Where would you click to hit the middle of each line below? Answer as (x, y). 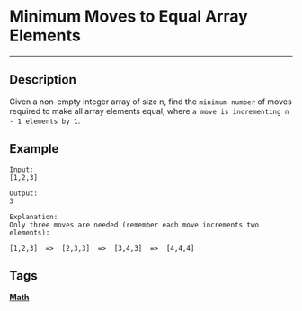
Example (34, 149)
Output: (24, 193)
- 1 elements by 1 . (45, 120)
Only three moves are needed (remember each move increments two (134, 225)
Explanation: (34, 217)
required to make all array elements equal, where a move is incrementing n (149, 111)
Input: (22, 169)
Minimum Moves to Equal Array (129, 17)
